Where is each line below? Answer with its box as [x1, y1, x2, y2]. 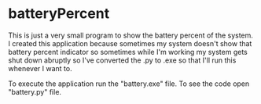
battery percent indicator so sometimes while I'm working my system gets [8, 47, 248, 56]
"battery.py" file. [8, 87, 61, 96]
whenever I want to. [8, 63, 72, 73]
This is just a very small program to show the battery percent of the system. [8, 30, 254, 40]
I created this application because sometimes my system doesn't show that [8, 38, 252, 48]
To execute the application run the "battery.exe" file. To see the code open [8, 79, 250, 88]
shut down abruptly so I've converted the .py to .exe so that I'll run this [8, 56, 237, 65]
